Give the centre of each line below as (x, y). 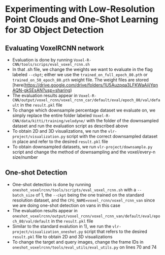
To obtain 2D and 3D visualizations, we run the (60, 131)
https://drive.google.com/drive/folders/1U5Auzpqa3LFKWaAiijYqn (91, 85)
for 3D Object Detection (55, 30)
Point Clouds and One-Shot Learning (82, 19)
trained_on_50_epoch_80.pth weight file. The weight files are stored (81, 80)
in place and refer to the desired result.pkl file (60, 142)
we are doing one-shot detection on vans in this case (66, 205)
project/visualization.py (39, 137)
